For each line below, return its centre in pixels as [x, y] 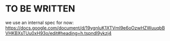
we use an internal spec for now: [39, 22]
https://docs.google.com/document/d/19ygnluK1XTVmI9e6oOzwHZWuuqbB [85, 27]
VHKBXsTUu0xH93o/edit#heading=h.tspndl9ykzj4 [59, 33]
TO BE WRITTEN [40, 9]
